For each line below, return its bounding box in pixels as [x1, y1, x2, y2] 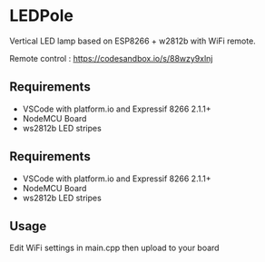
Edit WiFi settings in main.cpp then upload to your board [9, 242, 220, 254]
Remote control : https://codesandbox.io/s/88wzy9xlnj [9, 53, 213, 63]
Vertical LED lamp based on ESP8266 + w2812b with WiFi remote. [9, 35, 256, 46]
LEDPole [9, 5, 74, 26]
